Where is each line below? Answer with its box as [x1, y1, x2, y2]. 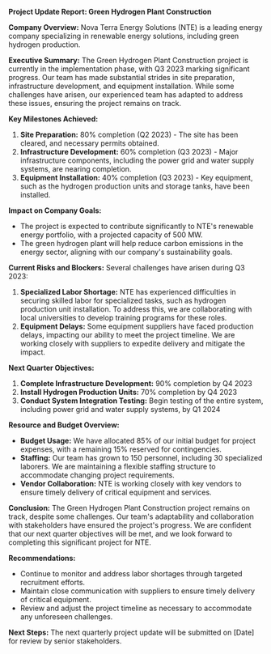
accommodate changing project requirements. [19, 470, 176, 480]
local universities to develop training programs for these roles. [19, 313, 227, 322]
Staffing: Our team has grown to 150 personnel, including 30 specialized [19, 453, 263, 462]
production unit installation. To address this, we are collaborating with [19, 304, 252, 314]
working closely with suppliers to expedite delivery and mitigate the [19, 339, 245, 348]
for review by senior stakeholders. [8, 636, 122, 646]
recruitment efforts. [19, 578, 86, 587]
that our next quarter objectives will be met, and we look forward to [8, 529, 233, 538]
